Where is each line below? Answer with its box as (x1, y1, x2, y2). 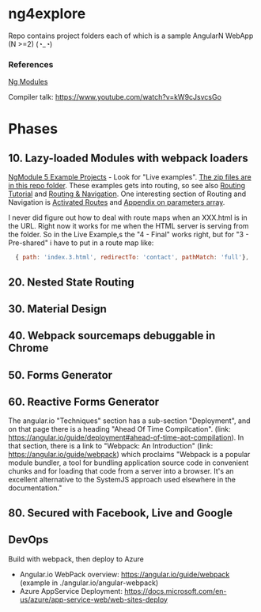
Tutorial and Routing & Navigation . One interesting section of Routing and (8, 189, 247, 198)
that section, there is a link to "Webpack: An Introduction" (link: (8, 441, 214, 451)
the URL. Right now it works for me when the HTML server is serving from (8, 221, 249, 231)
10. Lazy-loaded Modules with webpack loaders (8, 151, 249, 164)
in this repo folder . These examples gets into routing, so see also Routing (8, 181, 246, 191)
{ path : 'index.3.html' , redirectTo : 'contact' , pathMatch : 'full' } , (15, 254, 249, 262)
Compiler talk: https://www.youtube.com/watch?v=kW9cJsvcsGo (8, 93, 221, 102)
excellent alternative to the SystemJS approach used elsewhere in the (8, 475, 236, 485)
